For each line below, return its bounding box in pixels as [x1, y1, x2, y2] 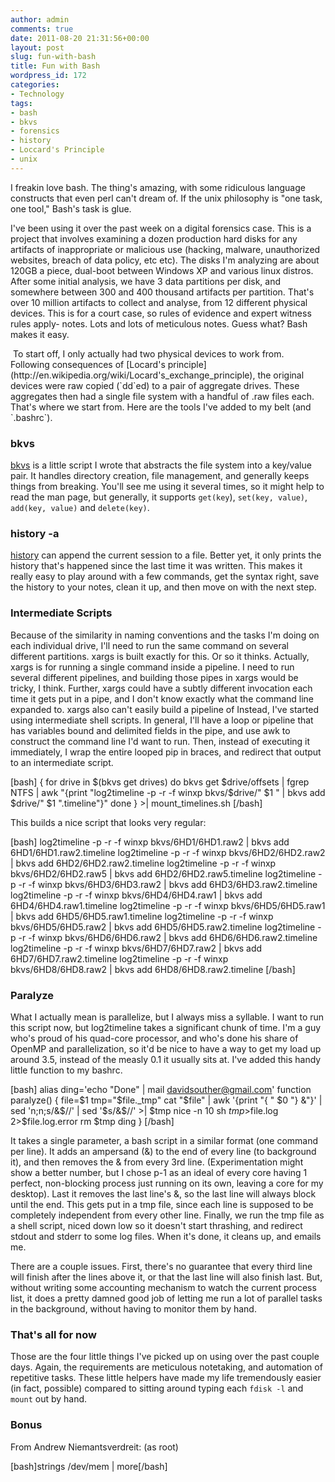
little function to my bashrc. [10, 1064, 123, 1076]
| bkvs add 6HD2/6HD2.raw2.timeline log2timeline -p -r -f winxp [10, 857, 277, 869]
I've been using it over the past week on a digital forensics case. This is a [10, 222, 312, 234]
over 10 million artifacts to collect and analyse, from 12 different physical [10, 296, 308, 308]
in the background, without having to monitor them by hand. [10, 1302, 257, 1315]
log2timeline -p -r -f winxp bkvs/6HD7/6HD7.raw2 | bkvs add [10, 942, 263, 954]
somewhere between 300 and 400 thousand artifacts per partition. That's [10, 286, 315, 298]
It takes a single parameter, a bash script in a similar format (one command [10, 1134, 319, 1146]
